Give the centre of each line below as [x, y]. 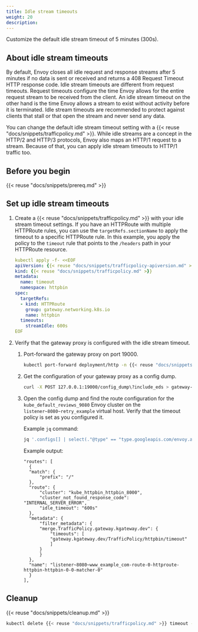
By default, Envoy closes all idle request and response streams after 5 [91, 72]
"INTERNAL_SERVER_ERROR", [55, 503]
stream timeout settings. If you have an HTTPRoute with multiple [93, 224]
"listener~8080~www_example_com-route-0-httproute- [115, 565]
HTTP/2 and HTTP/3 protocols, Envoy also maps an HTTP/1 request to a [94, 140]
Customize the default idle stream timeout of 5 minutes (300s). [82, 40]
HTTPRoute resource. [41, 249]
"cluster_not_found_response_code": [84, 497]
